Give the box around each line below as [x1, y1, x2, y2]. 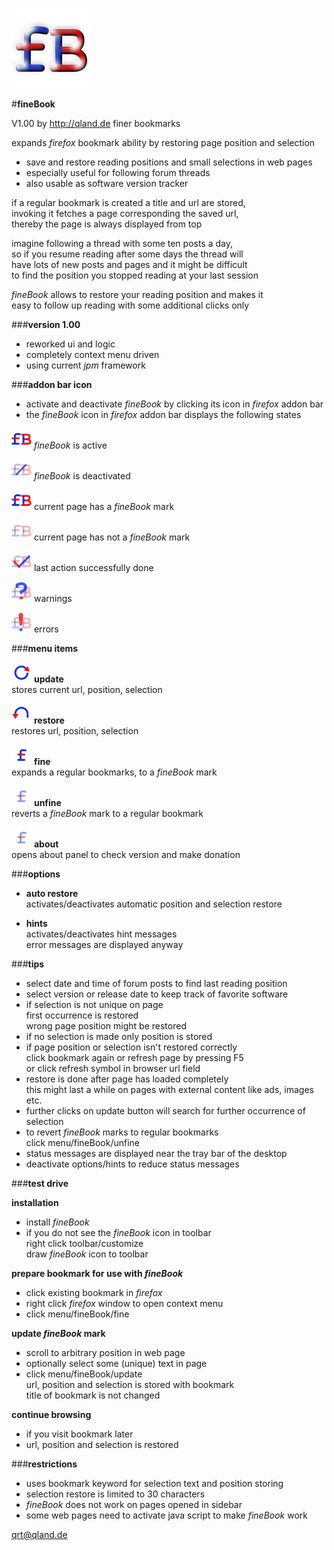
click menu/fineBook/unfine [25, 1137, 140, 1148]
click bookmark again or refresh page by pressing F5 [25, 1052, 244, 1063]
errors [33, 623, 59, 635]
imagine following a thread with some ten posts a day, [11, 238, 234, 249]
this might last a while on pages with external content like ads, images [25, 1084, 314, 1095]
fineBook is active [33, 439, 108, 451]
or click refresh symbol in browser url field [25, 1063, 201, 1074]
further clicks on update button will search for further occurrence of [25, 1105, 306, 1117]
